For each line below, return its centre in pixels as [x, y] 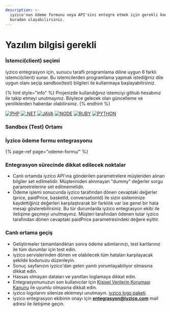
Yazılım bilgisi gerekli [51, 45]
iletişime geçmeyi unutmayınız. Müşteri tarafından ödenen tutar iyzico [85, 214]
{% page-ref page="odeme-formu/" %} [47, 152]
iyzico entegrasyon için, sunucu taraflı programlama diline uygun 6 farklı [81, 72]
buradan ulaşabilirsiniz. [37, 19]
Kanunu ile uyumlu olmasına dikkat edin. [55, 287]
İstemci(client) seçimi [33, 61]
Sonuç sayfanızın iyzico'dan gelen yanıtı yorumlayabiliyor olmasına [82, 265]
